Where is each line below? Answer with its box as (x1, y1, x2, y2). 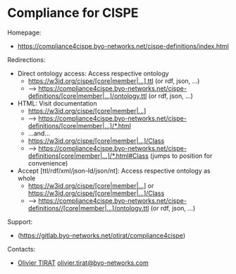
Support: (7, 217, 33, 226)
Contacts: (7, 244, 36, 253)
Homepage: (7, 28, 42, 37)
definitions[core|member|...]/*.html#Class (27, 151, 149, 160)
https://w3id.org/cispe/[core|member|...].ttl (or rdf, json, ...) (27, 76, 200, 85)
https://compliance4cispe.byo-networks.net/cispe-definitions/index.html (17, 42, 229, 50)
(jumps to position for (150, 151, 213, 160)
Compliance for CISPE (7, 5, 139, 21)
